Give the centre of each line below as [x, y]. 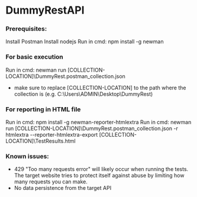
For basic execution [34, 57]
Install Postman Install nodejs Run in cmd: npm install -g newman [85, 41]
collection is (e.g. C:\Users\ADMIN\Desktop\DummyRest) [83, 94]
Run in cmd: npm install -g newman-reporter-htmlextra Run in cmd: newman [98, 122]
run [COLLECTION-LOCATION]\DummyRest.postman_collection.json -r [92, 128]
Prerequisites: [26, 29]
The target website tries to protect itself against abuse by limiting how [99, 176]
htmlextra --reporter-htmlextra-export [52, 135]
